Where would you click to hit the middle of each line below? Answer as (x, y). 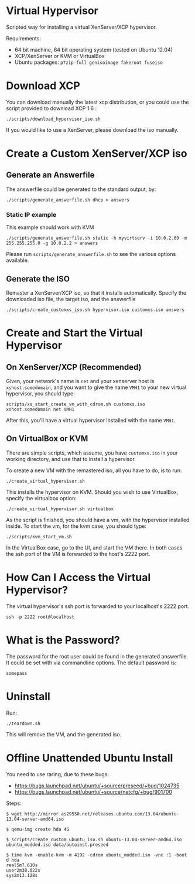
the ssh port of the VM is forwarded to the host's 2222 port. (78, 554)
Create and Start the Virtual (74, 333)
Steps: (14, 803)
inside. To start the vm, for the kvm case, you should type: (76, 526)
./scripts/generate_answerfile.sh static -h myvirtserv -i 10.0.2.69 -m (97, 238)
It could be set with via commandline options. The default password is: (91, 663)
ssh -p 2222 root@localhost (40, 617)
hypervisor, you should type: (40, 393)
